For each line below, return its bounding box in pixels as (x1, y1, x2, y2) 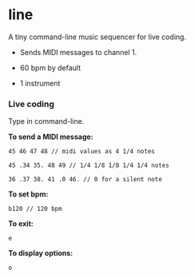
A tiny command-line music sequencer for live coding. (8, 32, 187, 42)
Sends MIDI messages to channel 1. (19, 47, 137, 57)
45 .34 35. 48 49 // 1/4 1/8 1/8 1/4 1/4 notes (8, 161, 170, 169)
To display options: (8, 248, 73, 258)
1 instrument (19, 78, 61, 88)
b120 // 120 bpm (8, 205, 62, 213)
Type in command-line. (8, 117, 85, 126)
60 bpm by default (19, 62, 81, 73)
